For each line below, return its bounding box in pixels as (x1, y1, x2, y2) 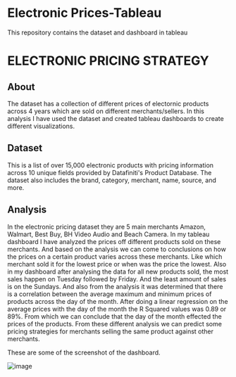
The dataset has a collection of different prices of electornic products (7, 99, 209, 108)
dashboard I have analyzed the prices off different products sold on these (7, 237, 221, 245)
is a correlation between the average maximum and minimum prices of (7, 290, 212, 298)
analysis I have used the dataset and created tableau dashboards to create (7, 114, 224, 122)
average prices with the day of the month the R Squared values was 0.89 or (7, 305, 227, 313)
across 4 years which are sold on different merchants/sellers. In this (7, 107, 204, 115)
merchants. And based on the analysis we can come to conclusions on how (7, 245, 227, 253)
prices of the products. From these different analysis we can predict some (7, 319, 222, 328)
